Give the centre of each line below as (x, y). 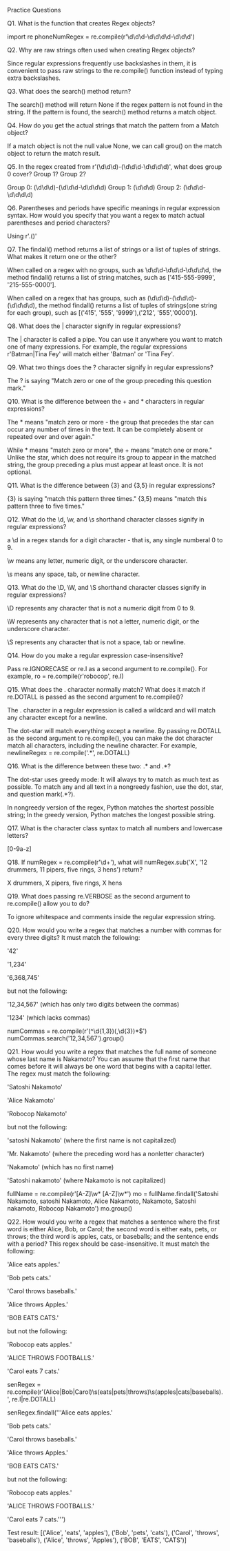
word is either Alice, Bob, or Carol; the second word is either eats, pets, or (112, 1229)
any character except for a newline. (57, 717)
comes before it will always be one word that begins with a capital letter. (109, 1066)
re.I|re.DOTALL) (34, 1399)
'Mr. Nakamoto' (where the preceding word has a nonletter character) (106, 1154)
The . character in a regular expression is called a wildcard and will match (111, 710)
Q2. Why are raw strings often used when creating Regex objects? (101, 50)
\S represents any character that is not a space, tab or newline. (96, 642)
